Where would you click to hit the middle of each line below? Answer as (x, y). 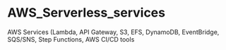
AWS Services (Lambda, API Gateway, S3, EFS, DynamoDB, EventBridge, (113, 32)
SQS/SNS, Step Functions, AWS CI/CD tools (71, 39)
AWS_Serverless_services (87, 13)
